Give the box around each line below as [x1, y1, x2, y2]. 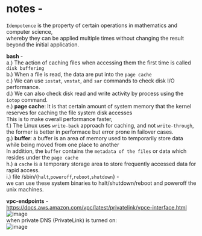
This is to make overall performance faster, [6, 115, 113, 122]
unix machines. [6, 185, 44, 193]
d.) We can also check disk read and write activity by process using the [6, 90, 184, 97]
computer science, [6, 28, 53, 35]
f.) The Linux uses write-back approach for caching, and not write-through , [6, 122, 194, 129]
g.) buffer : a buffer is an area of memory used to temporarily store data [6, 134, 184, 141]
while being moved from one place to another [6, 141, 119, 148]
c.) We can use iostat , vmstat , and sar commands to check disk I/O [6, 77, 175, 84]
